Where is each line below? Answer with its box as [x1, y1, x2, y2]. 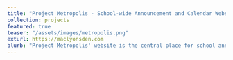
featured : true [7, 23, 51, 30]
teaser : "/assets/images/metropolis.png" [7, 29, 129, 37]
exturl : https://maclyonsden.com [7, 36, 104, 43]
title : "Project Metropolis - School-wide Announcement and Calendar [7, 10, 213, 17]
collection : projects [7, 17, 70, 23]
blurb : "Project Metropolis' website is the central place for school [7, 42, 216, 49]
